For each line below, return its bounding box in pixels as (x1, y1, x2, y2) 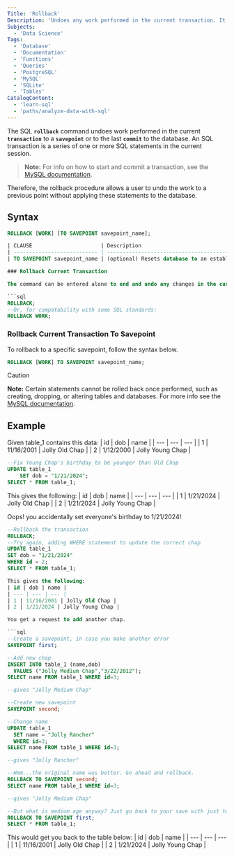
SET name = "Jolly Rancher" (13, 731, 95, 738)
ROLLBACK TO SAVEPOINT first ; (7, 814, 95, 821)
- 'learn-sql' (13, 101, 54, 108)
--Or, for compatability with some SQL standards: (7, 306, 157, 313)
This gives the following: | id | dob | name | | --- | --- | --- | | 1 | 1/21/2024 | (7, 491, 221, 500)
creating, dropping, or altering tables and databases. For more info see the (7, 392, 221, 400)
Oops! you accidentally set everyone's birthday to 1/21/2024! (7, 512, 182, 521)
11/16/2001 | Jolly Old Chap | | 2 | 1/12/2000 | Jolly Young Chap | (7, 446, 192, 454)
